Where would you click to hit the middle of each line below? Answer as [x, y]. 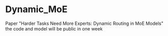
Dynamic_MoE [36, 9]
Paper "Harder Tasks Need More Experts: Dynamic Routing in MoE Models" [85, 23]
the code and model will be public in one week [54, 28]
